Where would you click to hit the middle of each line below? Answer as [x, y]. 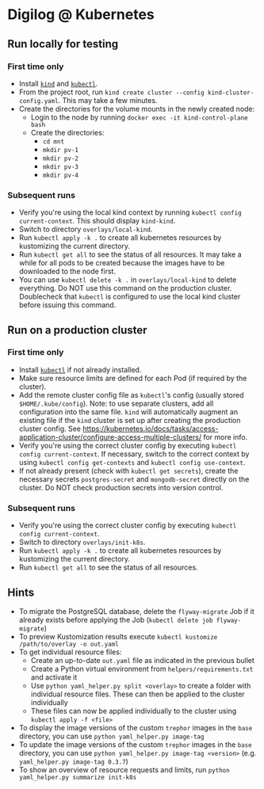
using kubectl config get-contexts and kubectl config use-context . [132, 462]
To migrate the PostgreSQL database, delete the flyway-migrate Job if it [136, 611]
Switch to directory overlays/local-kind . [86, 229]
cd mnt [54, 141]
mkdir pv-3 [60, 167]
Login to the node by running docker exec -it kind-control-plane [139, 117]
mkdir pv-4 [60, 175]
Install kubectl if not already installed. [80, 369]
